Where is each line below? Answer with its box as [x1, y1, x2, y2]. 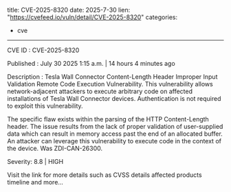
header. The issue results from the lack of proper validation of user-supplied [7, 123, 223, 130]
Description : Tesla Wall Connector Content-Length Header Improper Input [7, 73, 218, 81]
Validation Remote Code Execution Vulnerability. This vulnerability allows [7, 80, 213, 88]
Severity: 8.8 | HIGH [7, 158, 64, 165]
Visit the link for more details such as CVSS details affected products [7, 171, 202, 179]
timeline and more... [7, 178, 64, 186]
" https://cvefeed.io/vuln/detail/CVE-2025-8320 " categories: [7, 13, 178, 21]
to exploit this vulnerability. [7, 102, 84, 110]
